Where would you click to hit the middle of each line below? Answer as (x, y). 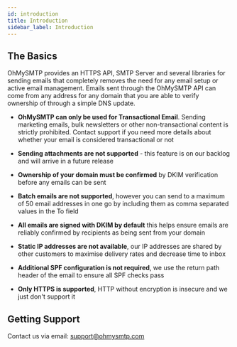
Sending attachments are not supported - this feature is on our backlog (124, 154)
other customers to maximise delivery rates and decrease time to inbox (121, 254)
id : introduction (33, 14)
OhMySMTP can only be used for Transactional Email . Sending (111, 117)
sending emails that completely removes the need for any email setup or (113, 81)
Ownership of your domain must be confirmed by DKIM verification (118, 175)
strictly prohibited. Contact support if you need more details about (114, 132)
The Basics (33, 56)
